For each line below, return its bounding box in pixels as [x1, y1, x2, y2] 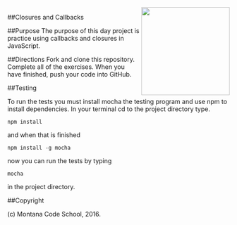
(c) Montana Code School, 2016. [7, 210, 101, 218]
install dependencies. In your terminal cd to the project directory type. [7, 105, 210, 113]
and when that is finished [7, 131, 81, 139]
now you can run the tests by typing [7, 157, 112, 165]
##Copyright [7, 196, 44, 205]
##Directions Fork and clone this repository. [7, 56, 135, 63]
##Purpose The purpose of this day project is [7, 27, 140, 34]
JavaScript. [7, 41, 41, 50]
